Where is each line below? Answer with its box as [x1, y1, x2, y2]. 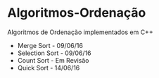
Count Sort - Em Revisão [17, 56, 89, 64]
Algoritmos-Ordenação [7, 5, 146, 21]
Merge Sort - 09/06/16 [17, 41, 83, 49]
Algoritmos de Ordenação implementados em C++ [7, 28, 153, 36]
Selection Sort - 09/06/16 [17, 49, 91, 57]
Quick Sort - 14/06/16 [17, 63, 80, 72]
